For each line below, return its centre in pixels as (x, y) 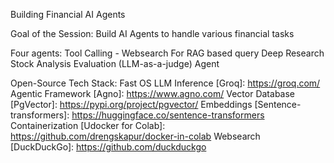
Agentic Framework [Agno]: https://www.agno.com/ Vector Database (153, 93)
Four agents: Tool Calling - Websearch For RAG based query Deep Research (167, 53)
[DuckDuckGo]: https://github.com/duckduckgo (108, 147)
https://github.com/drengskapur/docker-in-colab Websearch (135, 136)
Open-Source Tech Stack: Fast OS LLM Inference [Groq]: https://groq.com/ (165, 83)
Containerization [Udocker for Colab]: (88, 125)
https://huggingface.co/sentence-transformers (168, 115)
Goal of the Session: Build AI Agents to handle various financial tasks (152, 33)
